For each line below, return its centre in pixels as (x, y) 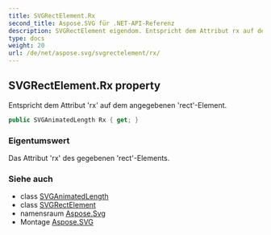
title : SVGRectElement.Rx (52, 16)
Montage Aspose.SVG (57, 222)
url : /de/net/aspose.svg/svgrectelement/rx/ (84, 53)
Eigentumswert (39, 140)
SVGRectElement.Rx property (85, 86)
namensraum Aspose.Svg (63, 213)
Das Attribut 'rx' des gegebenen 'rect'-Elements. (89, 158)
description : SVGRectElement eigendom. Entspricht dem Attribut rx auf (131, 31)
